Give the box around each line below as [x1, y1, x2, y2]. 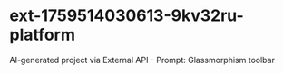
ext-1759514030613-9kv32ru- [9, 5, 245, 26]
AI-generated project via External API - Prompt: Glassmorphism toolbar [9, 54, 275, 65]
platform [9, 24, 75, 45]
